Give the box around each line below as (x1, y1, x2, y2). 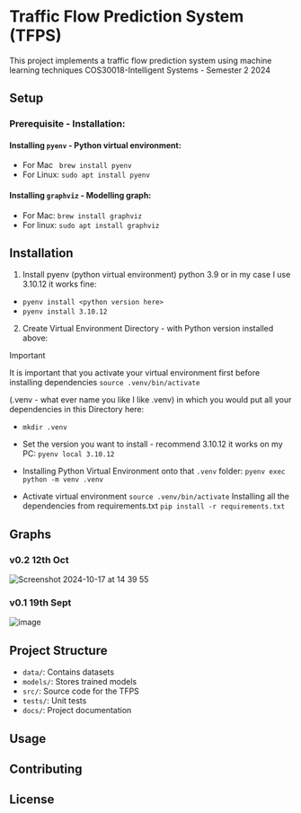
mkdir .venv (22, 423, 67, 432)
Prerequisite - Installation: (9, 118, 126, 130)
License (9, 792, 55, 808)
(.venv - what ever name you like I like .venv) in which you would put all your (9, 394, 292, 405)
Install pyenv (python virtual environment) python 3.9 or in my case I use (22, 270, 291, 280)
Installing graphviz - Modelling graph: (9, 190, 152, 201)
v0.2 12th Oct (9, 553, 69, 566)
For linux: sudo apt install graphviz (22, 219, 160, 230)
